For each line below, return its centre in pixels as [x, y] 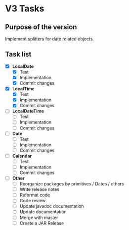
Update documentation [43, 212]
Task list [18, 54]
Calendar [22, 156]
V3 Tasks [25, 9]
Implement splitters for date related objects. [50, 39]
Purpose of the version [41, 27]
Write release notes [40, 189]
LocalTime [23, 89]
